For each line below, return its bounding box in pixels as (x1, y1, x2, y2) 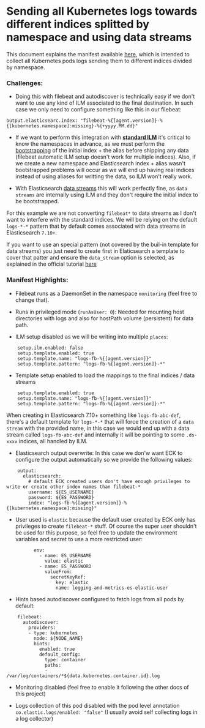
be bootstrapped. (15, 198, 59, 205)
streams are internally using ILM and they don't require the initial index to (15, 191, 198, 198)
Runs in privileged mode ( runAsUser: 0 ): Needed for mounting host (15, 308, 185, 315)
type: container (45, 656, 86, 662)
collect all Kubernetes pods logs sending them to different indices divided (6, 57, 192, 64)
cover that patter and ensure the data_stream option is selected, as (6, 254, 174, 261)
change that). (15, 296, 50, 304)
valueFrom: (45, 568, 72, 575)
